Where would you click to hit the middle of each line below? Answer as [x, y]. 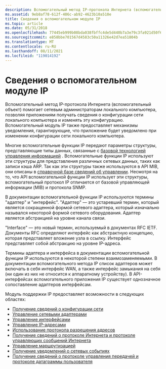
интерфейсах [19, 279]
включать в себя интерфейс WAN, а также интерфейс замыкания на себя [83, 269]
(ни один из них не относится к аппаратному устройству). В [69, 274]
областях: [16, 299]
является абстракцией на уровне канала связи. [56, 218]
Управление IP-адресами [39, 325]
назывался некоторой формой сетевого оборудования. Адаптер [73, 213]
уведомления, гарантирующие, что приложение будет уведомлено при [81, 131]
